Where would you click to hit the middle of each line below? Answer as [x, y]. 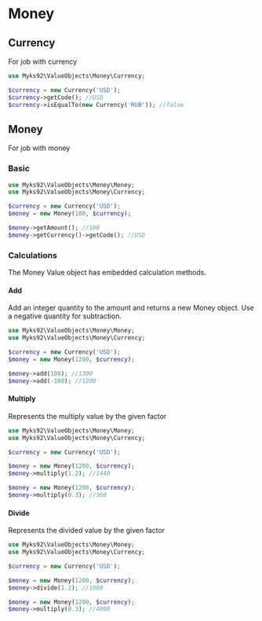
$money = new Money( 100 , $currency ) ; [70, 214]
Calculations [33, 255]
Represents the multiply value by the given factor [87, 416]
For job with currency [43, 61]
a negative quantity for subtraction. [65, 316]
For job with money [39, 148]
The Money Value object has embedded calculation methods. [107, 273]
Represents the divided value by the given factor [87, 531]
